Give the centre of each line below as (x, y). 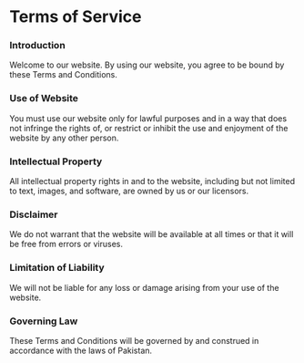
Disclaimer (34, 214)
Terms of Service (76, 17)
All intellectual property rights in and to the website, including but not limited (152, 181)
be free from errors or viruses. (66, 244)
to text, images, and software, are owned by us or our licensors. (129, 191)
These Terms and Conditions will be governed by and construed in (134, 340)
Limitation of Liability (57, 268)
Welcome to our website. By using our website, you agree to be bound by (147, 65)
